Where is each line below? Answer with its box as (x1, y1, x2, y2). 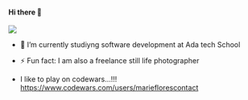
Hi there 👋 (8, 7, 42, 17)
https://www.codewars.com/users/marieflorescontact (19, 83, 199, 93)
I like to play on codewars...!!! (19, 74, 118, 84)
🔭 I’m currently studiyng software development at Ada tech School (19, 40, 241, 50)
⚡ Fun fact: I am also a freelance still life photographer (19, 56, 200, 66)
